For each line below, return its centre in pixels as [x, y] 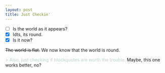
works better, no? [23, 65]
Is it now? [22, 40]
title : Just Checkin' [28, 14]
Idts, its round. [27, 34]
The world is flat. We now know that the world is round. [63, 50]
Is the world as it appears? [40, 28]
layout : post [19, 10]
